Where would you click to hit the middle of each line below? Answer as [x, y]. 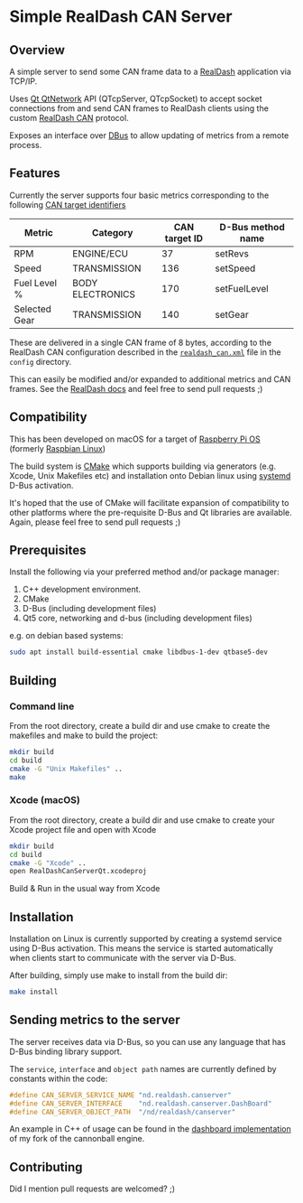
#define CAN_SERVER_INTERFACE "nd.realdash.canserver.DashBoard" [141, 1104]
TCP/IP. [23, 81]
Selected [33, 309]
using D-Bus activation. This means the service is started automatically [141, 948]
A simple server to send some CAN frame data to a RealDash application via [150, 71]
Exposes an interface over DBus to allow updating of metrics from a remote [149, 135]
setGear [232, 314]
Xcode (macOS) [45, 800]
